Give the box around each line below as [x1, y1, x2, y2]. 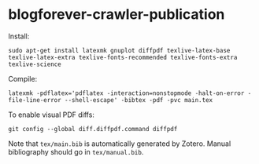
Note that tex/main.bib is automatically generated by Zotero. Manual [8, 139, 231, 148]
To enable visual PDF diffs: [8, 110, 94, 119]
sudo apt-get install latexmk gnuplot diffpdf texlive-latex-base [8, 46, 231, 54]
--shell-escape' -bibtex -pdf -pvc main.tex [64, 96, 213, 104]
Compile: [8, 74, 38, 83]
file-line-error [8, 96, 61, 104]
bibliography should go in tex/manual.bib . [8, 147, 144, 156]
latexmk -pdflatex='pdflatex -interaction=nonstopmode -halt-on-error [8, 89, 245, 97]
